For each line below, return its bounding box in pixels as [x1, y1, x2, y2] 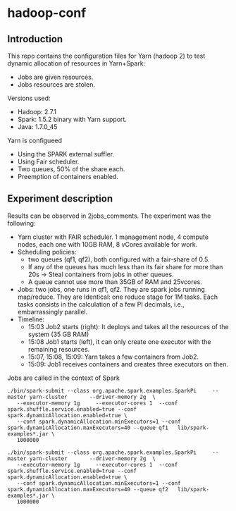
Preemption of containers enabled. [17, 173, 118, 180]
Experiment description [7, 192, 113, 205]
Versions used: [7, 94, 51, 102]
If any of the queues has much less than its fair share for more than [27, 262, 223, 271]
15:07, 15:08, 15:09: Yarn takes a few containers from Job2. [27, 352, 199, 361]
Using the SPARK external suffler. [17, 150, 115, 158]
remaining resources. [27, 345, 90, 353]
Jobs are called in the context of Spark [7, 374, 120, 382]
